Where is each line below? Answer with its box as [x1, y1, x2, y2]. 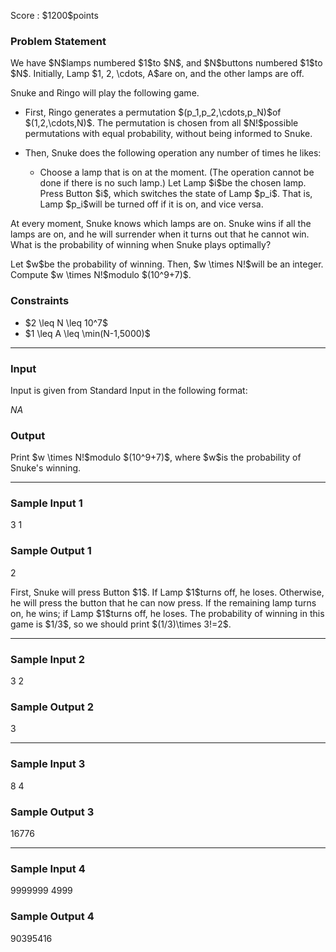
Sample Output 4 [10, 910, 95, 924]
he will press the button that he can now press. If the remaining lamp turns [10, 596, 317, 609]
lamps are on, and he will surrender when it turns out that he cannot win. [10, 228, 310, 240]
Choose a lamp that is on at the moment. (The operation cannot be [39, 166, 315, 179]
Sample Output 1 [10, 544, 92, 558]
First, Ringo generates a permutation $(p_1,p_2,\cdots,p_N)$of [24, 106, 282, 119]
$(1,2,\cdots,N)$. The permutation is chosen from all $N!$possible [24, 117, 299, 129]
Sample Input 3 [10, 757, 86, 771]
